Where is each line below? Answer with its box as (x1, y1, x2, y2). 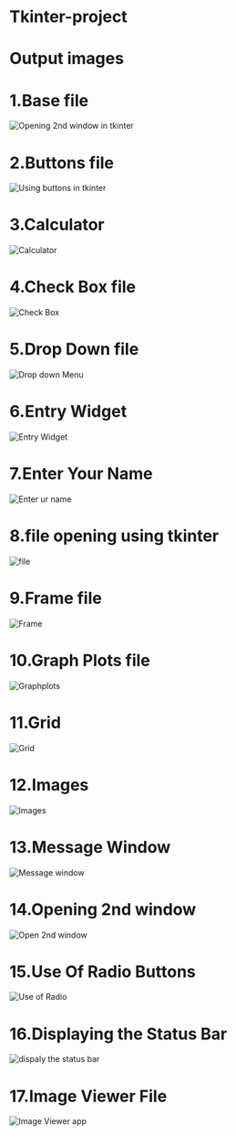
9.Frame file (9, 588, 102, 609)
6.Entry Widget (9, 401, 128, 422)
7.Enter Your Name (9, 463, 153, 484)
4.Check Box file (9, 277, 137, 298)
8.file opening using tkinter (9, 526, 220, 547)
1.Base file (9, 90, 89, 111)
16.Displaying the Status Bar (9, 1024, 228, 1044)
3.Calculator (9, 215, 105, 235)
